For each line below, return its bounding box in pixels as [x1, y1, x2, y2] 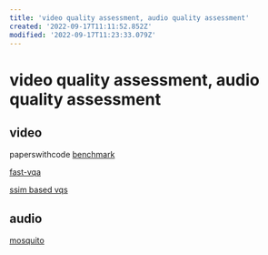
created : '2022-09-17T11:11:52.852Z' [9, 22, 153, 31]
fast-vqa [9, 167, 41, 178]
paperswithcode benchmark [9, 149, 115, 160]
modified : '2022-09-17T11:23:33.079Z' [9, 30, 156, 39]
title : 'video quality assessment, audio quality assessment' [9, 13, 250, 23]
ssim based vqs [9, 184, 68, 196]
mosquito [9, 235, 45, 246]
